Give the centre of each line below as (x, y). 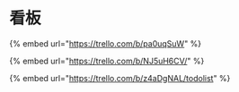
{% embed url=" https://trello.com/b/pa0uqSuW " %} (106, 43)
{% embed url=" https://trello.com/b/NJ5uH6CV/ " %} (107, 61)
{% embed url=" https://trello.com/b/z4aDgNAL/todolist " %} (120, 78)
